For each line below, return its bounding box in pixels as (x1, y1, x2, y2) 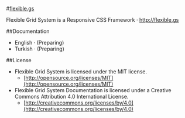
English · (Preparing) (14, 39, 64, 46)
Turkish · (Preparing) (14, 45, 64, 52)
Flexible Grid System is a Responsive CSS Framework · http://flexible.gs (6, 16, 179, 23)
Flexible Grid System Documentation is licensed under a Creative (14, 87, 172, 93)
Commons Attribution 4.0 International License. (14, 93, 129, 100)
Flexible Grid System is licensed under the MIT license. (14, 68, 148, 75)
